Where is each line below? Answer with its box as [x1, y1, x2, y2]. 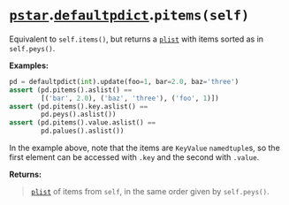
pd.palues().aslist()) [41, 126, 125, 136]
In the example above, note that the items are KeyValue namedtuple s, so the [9, 142, 280, 154]
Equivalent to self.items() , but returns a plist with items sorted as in [9, 34, 263, 44]
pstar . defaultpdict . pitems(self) [9, 4, 250, 25]
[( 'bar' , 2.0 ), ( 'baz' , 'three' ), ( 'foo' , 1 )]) [41, 94, 219, 102]
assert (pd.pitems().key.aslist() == [9, 102, 148, 110]
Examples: [9, 60, 49, 71]
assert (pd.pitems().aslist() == [9, 85, 133, 95]
